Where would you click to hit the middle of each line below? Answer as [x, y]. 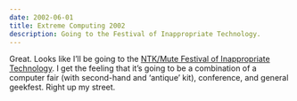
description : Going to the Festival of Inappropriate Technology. [135, 34]
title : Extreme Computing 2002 [67, 26]
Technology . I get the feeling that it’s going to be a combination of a [133, 68]
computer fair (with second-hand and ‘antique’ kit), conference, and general [149, 78]
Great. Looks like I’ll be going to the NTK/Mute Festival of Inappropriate [140, 59]
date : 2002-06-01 [41, 17]
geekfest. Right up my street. [62, 87]
